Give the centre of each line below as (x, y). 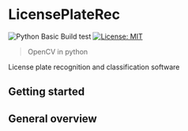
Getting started (47, 92)
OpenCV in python (58, 51)
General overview (53, 119)
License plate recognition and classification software (94, 67)
